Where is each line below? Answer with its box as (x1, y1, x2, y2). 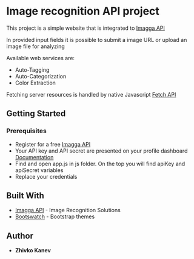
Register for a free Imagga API (15, 140, 91, 148)
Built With (6, 190, 44, 201)
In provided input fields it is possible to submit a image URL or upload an (6, 36, 187, 43)
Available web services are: (6, 54, 75, 61)
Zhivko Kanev (15, 247, 52, 254)
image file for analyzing (6, 43, 65, 50)
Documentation (15, 153, 54, 161)
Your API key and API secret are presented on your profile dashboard (15, 147, 188, 154)
